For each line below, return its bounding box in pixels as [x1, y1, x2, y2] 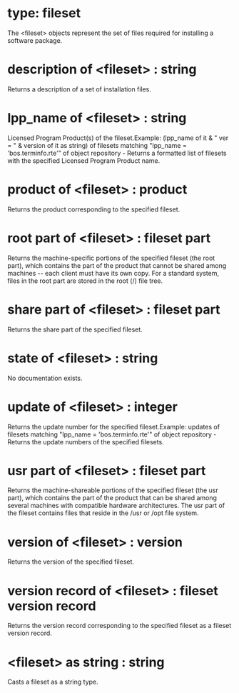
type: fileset [7, 5, 81, 21]
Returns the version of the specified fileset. [7, 557, 134, 566]
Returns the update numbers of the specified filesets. [7, 437, 164, 446]
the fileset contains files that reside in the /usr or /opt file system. [7, 509, 199, 517]
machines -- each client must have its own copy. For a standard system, [7, 269, 220, 277]
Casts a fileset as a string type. [7, 677, 98, 687]
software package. [7, 36, 63, 44]
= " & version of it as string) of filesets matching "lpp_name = [7, 141, 187, 149]
